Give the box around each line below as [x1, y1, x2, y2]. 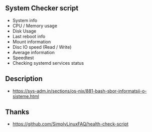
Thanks [5, 108, 30, 116]
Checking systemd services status [12, 60, 84, 66]
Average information [12, 49, 55, 55]
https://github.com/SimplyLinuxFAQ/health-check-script [12, 121, 129, 127]
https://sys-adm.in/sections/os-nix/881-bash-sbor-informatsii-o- [12, 88, 147, 94]
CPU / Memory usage [12, 23, 58, 29]
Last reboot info [12, 33, 46, 39]
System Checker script [5, 4, 79, 13]
